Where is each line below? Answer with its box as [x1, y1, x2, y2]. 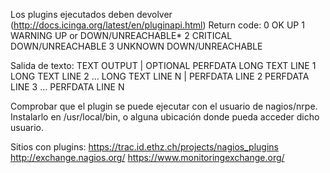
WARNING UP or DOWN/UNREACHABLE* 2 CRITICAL [10, 30, 233, 41]
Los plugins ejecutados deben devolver [10, 9, 173, 20]
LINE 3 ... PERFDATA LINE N [10, 81, 125, 93]
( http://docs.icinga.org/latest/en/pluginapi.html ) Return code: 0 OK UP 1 [10, 19, 305, 31]
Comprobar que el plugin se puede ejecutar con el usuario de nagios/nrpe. [10, 100, 318, 112]
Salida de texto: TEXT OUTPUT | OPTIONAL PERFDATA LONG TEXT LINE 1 [10, 60, 317, 71]
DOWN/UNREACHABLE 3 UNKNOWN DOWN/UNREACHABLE [10, 40, 263, 52]
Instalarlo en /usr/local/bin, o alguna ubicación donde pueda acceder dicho [10, 111, 320, 123]
